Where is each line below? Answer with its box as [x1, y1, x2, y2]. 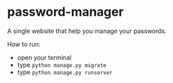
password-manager [7, 4, 124, 20]
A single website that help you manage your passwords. [7, 27, 167, 35]
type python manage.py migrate [17, 60, 107, 69]
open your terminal [17, 53, 71, 62]
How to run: [7, 40, 41, 48]
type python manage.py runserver [17, 68, 113, 76]
